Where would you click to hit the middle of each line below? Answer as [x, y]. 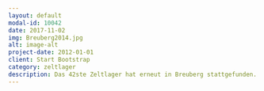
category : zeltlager [42, 67]
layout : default [35, 15]
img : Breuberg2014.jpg [46, 38]
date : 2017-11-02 [37, 30]
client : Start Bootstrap [49, 60]
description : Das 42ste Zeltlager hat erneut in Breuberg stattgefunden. [133, 74]
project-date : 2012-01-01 [51, 52]
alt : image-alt [33, 45]
